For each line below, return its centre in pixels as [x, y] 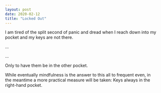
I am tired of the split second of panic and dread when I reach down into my [81, 32]
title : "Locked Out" [26, 18]
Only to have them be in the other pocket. [47, 65]
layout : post [18, 9]
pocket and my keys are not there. [39, 37]
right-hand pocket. [24, 85]
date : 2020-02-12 [23, 14]
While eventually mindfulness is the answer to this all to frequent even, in [78, 75]
